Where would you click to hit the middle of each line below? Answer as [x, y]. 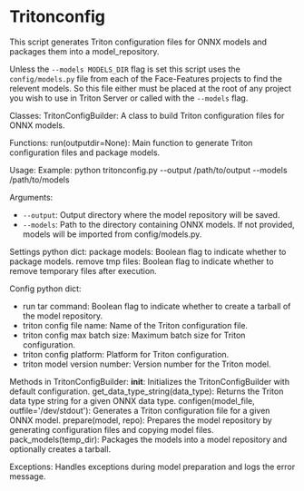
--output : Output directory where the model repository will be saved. [151, 214]
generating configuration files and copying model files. [112, 429]
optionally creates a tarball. [60, 449]
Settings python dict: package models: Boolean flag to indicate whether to [148, 251]
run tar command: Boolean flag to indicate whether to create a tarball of [157, 306]
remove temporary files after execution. [83, 270]
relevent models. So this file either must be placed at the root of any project [151, 88]
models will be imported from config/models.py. [112, 234]
